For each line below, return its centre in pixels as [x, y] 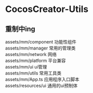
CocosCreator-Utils [47, 9]
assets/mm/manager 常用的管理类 [40, 48]
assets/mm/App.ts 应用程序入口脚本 [42, 79]
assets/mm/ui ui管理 [26, 67]
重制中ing [20, 29]
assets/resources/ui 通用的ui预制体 [41, 85]
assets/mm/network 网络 [31, 54]
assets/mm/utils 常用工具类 [33, 73]
